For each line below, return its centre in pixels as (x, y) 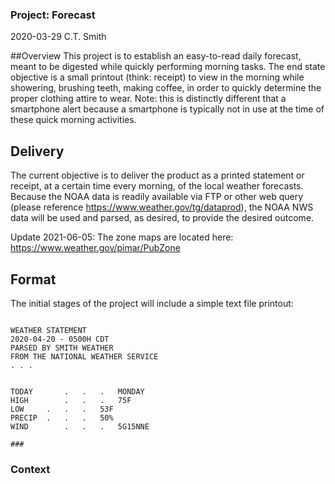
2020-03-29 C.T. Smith (58, 37)
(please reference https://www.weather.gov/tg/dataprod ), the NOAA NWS (162, 207)
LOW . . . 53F (62, 409)
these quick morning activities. (73, 120)
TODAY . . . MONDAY (77, 391)
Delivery (37, 151)
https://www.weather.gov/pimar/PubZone (95, 248)
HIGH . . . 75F (71, 400)
